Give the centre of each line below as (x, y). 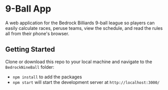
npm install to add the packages (47, 77)
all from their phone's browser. (37, 33)
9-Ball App (28, 9)
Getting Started (30, 49)
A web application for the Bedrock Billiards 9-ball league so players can (80, 23)
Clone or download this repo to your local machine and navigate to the (79, 62)
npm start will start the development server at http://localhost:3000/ (86, 82)
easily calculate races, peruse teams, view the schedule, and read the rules (84, 28)
